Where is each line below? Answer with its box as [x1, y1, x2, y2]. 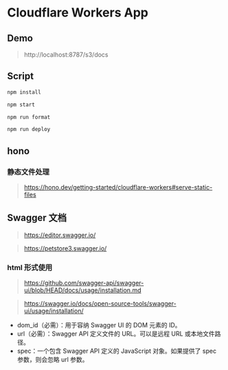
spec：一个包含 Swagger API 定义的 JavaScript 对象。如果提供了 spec [16, 347, 217, 356]
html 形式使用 [7, 263, 53, 272]
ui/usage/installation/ [23, 307, 84, 315]
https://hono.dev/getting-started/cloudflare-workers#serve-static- [23, 183, 213, 191]
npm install [7, 88, 41, 96]
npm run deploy [7, 126, 51, 133]
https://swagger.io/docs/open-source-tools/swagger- [23, 300, 176, 308]
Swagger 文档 [7, 212, 67, 224]
